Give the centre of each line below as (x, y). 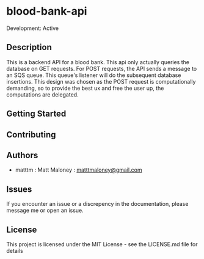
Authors (22, 155)
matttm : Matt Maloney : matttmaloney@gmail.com (78, 170)
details (15, 250)
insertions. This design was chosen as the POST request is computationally (101, 81)
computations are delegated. (42, 94)
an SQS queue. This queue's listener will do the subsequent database (94, 75)
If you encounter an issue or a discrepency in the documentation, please (97, 204)
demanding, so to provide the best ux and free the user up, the (85, 88)
